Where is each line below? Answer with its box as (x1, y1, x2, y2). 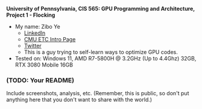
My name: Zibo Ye (14, 23, 60, 30)
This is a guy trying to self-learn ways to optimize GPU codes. (24, 49, 178, 56)
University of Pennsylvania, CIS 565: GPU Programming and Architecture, (6, 5, 195, 12)
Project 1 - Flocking (6, 11, 55, 19)
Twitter (24, 42, 42, 49)
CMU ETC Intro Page (24, 36, 76, 43)
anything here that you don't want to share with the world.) (6, 96, 153, 104)
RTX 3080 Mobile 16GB (14, 61, 74, 68)
